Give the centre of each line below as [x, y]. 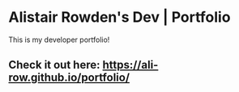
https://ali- [130, 65]
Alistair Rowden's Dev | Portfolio [119, 17]
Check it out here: [54, 65]
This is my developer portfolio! [59, 40]
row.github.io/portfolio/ [69, 78]
